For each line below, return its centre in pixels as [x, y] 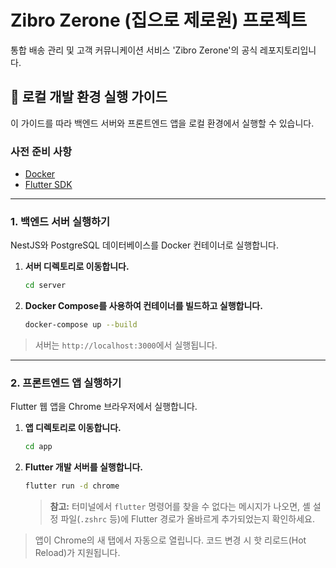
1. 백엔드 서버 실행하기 [60, 221]
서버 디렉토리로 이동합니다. [77, 267]
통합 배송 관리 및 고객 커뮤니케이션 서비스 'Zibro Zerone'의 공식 [134, 50]
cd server [45, 286]
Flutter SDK [48, 185]
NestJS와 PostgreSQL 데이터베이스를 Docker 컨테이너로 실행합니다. [144, 245]
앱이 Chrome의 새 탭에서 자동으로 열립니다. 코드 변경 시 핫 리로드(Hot [170, 540]
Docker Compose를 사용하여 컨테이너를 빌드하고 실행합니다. [143, 306]
